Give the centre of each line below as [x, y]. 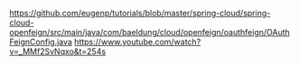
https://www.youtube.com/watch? [137, 42]
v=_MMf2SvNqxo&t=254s [58, 52]
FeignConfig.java [41, 42]
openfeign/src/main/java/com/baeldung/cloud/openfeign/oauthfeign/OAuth [150, 32]
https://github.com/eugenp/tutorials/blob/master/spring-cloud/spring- [140, 13]
